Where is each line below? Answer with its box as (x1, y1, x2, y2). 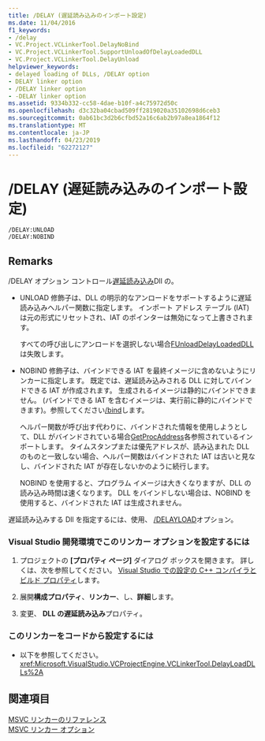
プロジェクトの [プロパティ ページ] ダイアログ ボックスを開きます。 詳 (19, 556, 248, 565)
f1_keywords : (8, 26, 51, 34)
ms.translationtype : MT (8, 121, 87, 129)
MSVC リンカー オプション (8, 724, 95, 734)
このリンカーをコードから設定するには (8, 631, 154, 642)
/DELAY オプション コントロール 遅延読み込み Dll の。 (8, 277, 179, 286)
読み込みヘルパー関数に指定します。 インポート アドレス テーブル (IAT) (19, 303, 250, 312)
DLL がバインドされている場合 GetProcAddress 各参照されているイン (33, 432, 254, 441)
